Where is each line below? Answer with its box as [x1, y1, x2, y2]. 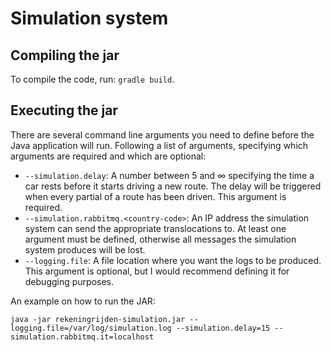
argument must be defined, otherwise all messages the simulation [24, 233, 297, 245]
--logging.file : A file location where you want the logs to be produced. [24, 254, 322, 266]
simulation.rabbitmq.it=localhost [10, 332, 155, 342]
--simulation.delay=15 [175, 323, 271, 333]
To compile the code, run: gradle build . [10, 73, 175, 85]
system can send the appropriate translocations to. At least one [24, 222, 287, 234]
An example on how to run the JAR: [10, 295, 156, 307]
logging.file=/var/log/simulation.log [10, 323, 172, 333]
